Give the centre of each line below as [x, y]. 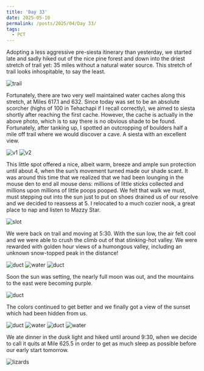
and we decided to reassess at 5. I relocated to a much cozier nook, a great [101, 204]
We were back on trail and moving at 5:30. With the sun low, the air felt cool [101, 233]
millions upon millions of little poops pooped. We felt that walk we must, [96, 191]
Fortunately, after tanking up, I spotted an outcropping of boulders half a [97, 128]
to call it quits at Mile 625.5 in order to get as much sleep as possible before [101, 343]
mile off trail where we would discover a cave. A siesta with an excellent [97, 134]
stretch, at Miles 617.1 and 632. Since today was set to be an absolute [93, 102]
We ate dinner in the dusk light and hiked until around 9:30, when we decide [102, 337]
